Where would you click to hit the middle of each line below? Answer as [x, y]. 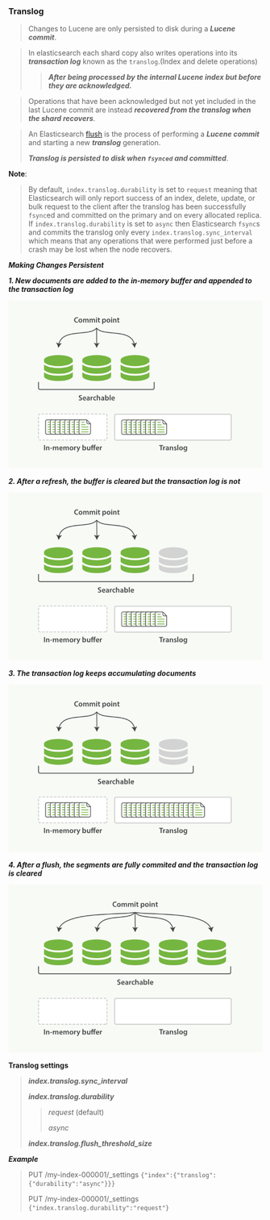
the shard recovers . [62, 119]
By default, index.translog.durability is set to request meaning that [143, 189]
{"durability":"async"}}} [71, 1184]
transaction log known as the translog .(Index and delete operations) [143, 61]
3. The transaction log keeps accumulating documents [102, 673]
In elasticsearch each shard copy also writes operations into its [133, 53]
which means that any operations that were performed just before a [140, 241]
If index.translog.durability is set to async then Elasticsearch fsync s [144, 224]
